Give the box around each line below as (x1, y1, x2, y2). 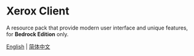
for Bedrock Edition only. (6, 30, 69, 37)
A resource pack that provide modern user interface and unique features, (6, 24, 188, 31)
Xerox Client (6, 4, 70, 18)
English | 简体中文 (6, 43, 51, 50)
